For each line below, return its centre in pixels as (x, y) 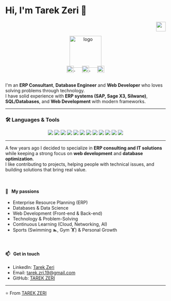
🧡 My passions (22, 191)
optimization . (20, 159)
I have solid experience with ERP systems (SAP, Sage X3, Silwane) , (76, 96)
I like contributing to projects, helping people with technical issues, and (80, 164)
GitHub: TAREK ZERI (34, 278)
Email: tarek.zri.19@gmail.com (44, 272)
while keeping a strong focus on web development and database (74, 154)
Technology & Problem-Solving (45, 219)
